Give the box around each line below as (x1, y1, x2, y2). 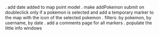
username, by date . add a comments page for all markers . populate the (5, 20, 152, 26)
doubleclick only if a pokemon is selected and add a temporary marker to (5, 9, 154, 15)
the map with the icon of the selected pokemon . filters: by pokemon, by (5, 15, 152, 20)
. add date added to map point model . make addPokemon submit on (5, 4, 145, 10)
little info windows (5, 25, 42, 31)
